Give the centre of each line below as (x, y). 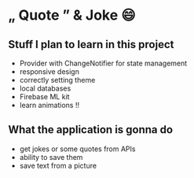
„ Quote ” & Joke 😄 (72, 15)
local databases (45, 88)
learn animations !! (49, 105)
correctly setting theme (57, 80)
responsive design (49, 72)
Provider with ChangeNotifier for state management (103, 63)
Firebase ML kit (44, 96)
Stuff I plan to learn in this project (91, 44)
